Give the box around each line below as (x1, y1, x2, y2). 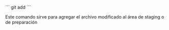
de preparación (5, 19, 38, 25)
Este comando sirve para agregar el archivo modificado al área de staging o (5, 14, 164, 19)
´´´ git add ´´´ (5, 4, 32, 10)
